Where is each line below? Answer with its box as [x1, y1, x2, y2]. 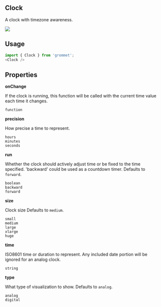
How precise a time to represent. [5, 126, 70, 131]
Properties [5, 70, 38, 79]
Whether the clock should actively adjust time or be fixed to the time [5, 161, 141, 167]
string [5, 266, 18, 271]
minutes [5, 139, 21, 144]
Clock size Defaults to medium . [5, 207, 64, 213]
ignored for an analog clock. [5, 257, 61, 262]
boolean [5, 181, 21, 186]
